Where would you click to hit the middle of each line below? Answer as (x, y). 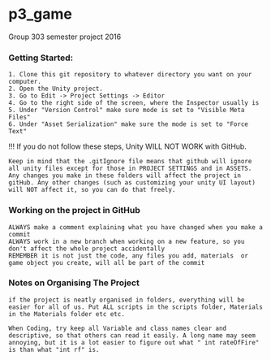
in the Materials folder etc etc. (67, 314)
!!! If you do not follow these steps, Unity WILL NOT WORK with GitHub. (128, 146)
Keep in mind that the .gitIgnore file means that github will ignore (130, 162)
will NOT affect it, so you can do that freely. (92, 190)
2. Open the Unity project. (56, 89)
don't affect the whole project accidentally (86, 249)
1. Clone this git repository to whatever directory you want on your (130, 75)
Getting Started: (41, 58)
